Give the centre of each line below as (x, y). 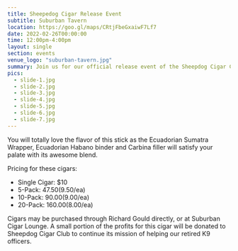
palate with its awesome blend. (52, 155)
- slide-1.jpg (34, 80)
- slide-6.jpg (34, 113)
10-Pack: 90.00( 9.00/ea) (53, 197)
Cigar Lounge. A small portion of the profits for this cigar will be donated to (117, 226)
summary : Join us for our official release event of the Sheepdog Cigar (117, 67)
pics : (15, 73)
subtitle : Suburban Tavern (47, 21)
